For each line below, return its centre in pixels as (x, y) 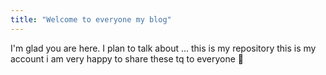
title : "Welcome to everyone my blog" (91, 19)
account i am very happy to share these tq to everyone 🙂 (127, 58)
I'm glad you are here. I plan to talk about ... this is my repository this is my (163, 48)
